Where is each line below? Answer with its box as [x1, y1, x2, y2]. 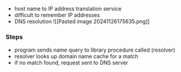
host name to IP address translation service [14, 5, 122, 12]
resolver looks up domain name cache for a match [14, 53, 138, 60]
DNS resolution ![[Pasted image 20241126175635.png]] [14, 18, 150, 25]
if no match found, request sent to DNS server [14, 59, 128, 67]
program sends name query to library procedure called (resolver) [14, 46, 176, 53]
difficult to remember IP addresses [14, 11, 100, 19]
